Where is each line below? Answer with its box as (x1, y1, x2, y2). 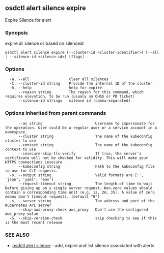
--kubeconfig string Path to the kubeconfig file (18, 164, 155, 169)
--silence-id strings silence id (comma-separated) (18, 98, 131, 103)
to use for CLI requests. (5, 168, 58, 173)
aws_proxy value (5, 211, 38, 216)
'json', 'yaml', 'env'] (5, 177, 54, 182)
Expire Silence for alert (5, 17, 52, 23)
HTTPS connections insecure (5, 159, 63, 164)
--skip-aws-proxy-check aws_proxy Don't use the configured (18, 207, 148, 212)
